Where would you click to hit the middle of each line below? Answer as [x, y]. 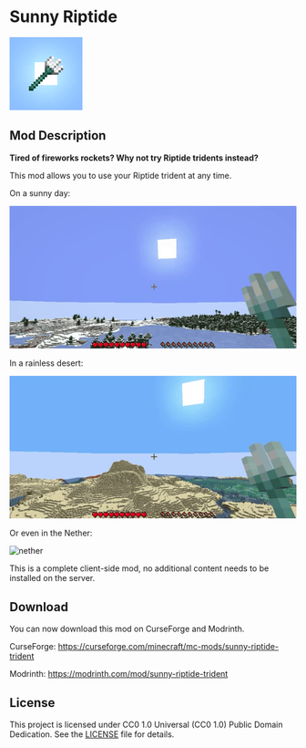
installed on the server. [52, 578]
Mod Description [58, 135]
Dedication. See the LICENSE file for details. [92, 734]
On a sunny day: [40, 192]
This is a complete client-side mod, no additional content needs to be [139, 568]
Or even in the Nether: [51, 533]
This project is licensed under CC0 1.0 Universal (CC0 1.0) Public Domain [147, 724]
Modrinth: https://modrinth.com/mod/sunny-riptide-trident [119, 674]
